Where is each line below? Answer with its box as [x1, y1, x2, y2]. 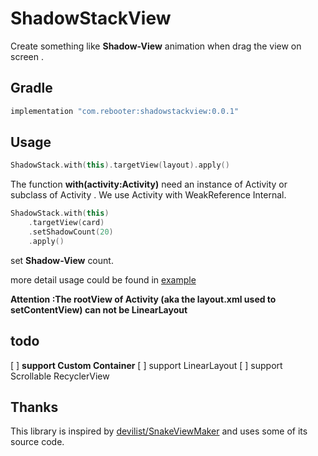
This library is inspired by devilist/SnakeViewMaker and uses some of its [10, 425, 308, 437]
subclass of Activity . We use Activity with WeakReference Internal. [10, 189, 287, 201]
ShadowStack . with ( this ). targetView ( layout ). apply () [10, 160, 230, 171]
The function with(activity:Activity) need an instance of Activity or [10, 178, 288, 191]
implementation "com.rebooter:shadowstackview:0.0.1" [10, 106, 240, 116]
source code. [10, 436, 65, 448]
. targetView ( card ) [28, 218, 105, 228]
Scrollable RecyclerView [10, 370, 110, 382]
